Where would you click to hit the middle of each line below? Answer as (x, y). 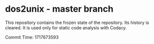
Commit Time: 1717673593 (32, 37)
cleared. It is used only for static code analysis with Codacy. (66, 27)
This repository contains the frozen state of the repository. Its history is (77, 22)
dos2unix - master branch (59, 9)
